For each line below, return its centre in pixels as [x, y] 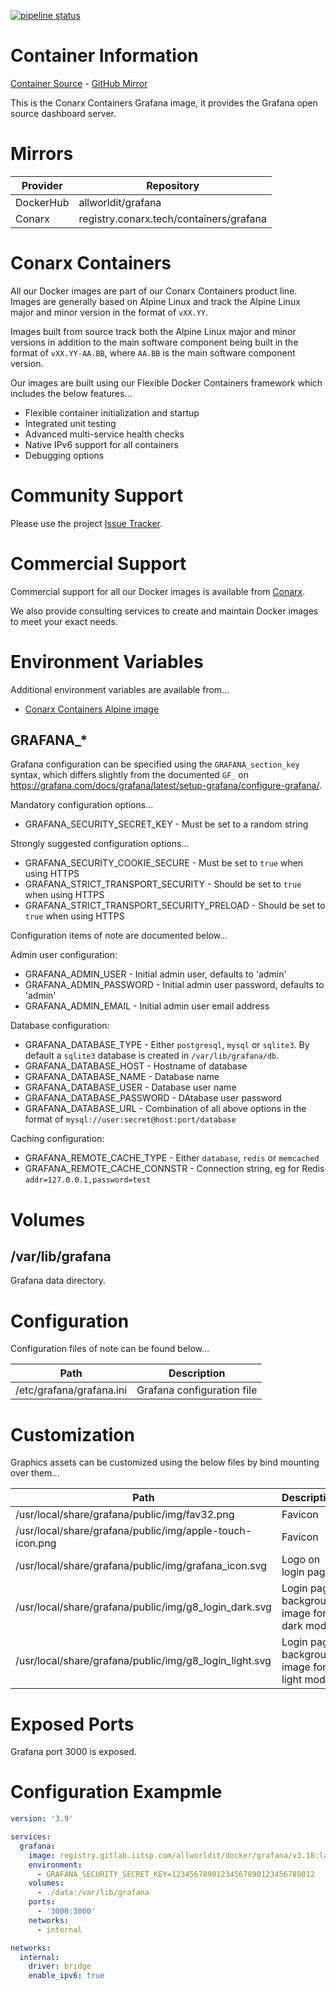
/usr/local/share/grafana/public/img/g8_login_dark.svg [143, 1607]
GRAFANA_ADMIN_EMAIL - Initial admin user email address [147, 1006]
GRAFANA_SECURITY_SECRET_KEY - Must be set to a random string [166, 824]
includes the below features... [71, 393]
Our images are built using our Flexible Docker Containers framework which [166, 382]
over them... [35, 1473]
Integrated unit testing [70, 423]
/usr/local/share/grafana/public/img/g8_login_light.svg [143, 1661]
